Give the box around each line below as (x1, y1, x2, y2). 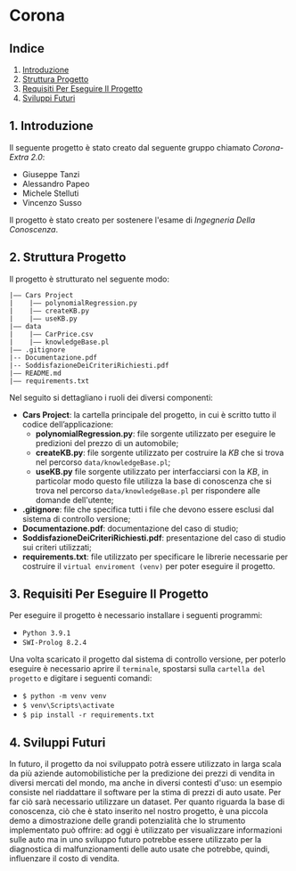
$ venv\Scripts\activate (21, 701, 115, 711)
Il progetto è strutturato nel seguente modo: (9, 273, 169, 284)
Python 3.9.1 (21, 629, 71, 638)
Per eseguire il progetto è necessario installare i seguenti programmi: (9, 610, 263, 621)
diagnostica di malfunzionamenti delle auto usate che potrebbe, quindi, (9, 843, 270, 855)
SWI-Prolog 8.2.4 (21, 639, 87, 647)
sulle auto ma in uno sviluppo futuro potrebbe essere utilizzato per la (9, 834, 262, 845)
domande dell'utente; (35, 494, 114, 505)
